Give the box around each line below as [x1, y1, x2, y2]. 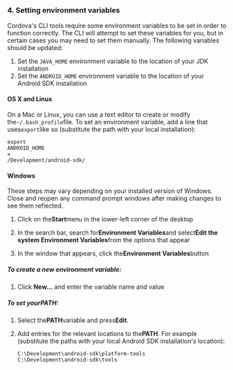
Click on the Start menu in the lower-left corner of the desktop [17, 215, 193, 224]
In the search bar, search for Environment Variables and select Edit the [17, 228, 218, 237]
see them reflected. [7, 201, 64, 210]
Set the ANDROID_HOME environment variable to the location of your [17, 72, 204, 80]
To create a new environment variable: [7, 265, 122, 274]
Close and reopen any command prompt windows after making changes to [7, 194, 221, 203]
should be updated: [7, 43, 63, 51]
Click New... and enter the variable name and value [17, 283, 165, 291]
